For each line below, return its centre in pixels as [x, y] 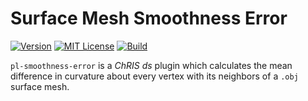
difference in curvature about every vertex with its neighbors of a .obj [154, 76]
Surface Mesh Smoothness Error [149, 18]
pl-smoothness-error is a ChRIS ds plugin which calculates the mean [151, 65]
